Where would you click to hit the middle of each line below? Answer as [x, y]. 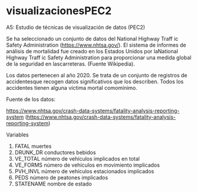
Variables [17, 135]
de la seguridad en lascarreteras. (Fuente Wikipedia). [70, 64]
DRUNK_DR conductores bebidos [55, 152]
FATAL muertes [33, 146]
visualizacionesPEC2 [59, 11]
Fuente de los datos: [31, 99]
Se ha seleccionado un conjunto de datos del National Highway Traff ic [92, 38]
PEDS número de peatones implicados [61, 177]
